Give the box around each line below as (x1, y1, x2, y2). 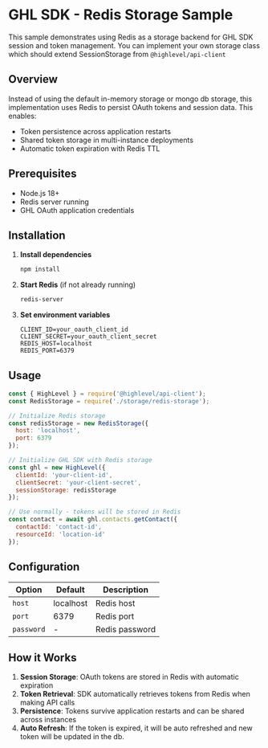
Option (15, 584, 43, 595)
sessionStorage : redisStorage (15, 486, 116, 494)
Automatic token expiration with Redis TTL (19, 143, 160, 153)
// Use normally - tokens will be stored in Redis (8, 508, 181, 516)
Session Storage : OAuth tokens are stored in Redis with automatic (19, 672, 239, 682)
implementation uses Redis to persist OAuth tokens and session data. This (8, 102, 254, 112)
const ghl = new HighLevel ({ (8, 464, 106, 472)
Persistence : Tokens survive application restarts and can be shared (19, 706, 245, 716)
